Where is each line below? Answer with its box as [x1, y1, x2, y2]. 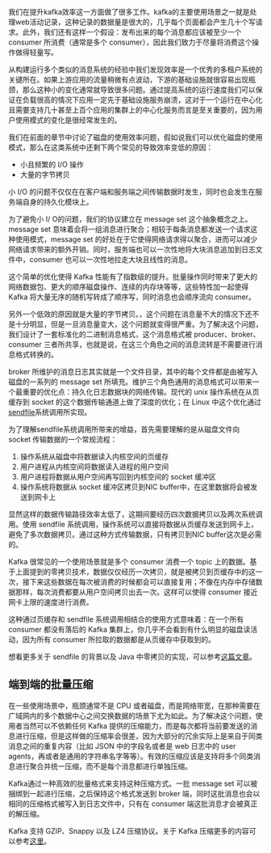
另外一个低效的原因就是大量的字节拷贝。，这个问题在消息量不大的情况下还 [8, 310, 252, 319]
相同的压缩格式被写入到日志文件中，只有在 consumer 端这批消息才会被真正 [8, 799, 258, 809]
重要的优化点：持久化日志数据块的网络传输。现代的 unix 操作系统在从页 [22, 387, 260, 396]
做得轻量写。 [15, 48, 58, 57]
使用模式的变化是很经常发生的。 [15, 116, 122, 125]
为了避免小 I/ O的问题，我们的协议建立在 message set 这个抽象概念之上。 [8, 214, 252, 224]
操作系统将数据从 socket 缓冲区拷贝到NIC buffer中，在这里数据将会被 [19, 482, 251, 492]
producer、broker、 [193, 330, 261, 339]
